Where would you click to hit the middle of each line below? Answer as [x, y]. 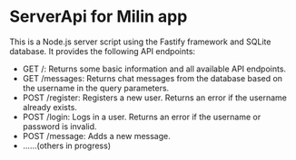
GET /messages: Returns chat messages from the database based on [153, 78]
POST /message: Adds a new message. [96, 136]
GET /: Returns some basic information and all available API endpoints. [154, 69]
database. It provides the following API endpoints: [103, 51]
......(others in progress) [67, 146]
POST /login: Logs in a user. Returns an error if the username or [142, 117]
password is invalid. [59, 126]
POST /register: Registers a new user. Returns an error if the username [155, 98]
